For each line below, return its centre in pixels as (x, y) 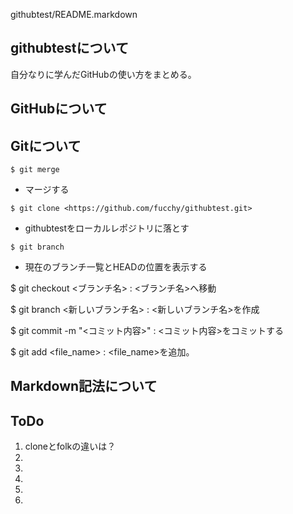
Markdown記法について (84, 386)
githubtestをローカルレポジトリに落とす (107, 228)
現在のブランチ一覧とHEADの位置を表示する (116, 267)
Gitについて (46, 145)
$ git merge (35, 170)
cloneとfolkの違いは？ (70, 446)
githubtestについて (69, 48)
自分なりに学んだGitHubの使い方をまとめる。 (103, 74)
